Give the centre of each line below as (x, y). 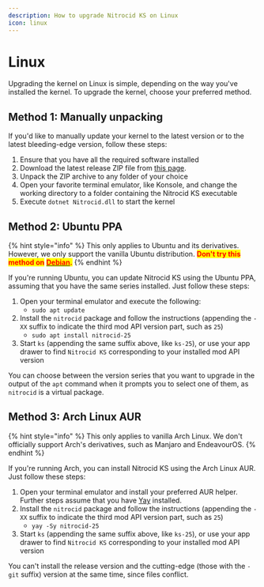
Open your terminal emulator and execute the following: (110, 302)
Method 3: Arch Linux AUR (75, 417)
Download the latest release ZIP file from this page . (103, 168)
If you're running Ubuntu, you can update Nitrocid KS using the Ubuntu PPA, (132, 278)
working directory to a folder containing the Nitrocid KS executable (128, 194)
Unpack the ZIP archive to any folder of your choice (104, 177)
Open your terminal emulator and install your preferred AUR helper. (129, 491)
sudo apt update (58, 310)
